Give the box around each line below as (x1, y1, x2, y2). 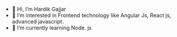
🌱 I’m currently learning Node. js (11, 24, 92, 31)
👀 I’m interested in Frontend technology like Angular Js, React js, (11, 12, 172, 19)
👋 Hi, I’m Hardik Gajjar (11, 6, 67, 12)
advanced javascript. (11, 18, 64, 25)
